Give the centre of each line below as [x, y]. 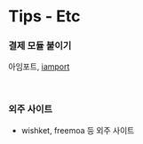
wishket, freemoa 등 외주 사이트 [78, 130]
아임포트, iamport [39, 67]
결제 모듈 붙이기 [40, 46]
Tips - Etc [44, 16]
